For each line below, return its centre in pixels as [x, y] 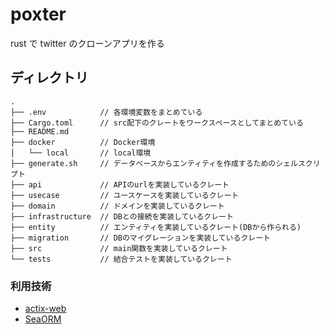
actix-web [45, 309]
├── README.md [40, 131]
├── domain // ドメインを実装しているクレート [117, 206]
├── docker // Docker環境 [83, 142]
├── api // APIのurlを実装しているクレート [120, 184]
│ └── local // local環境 [81, 153]
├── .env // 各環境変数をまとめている [106, 112]
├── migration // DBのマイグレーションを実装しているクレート [140, 238]
